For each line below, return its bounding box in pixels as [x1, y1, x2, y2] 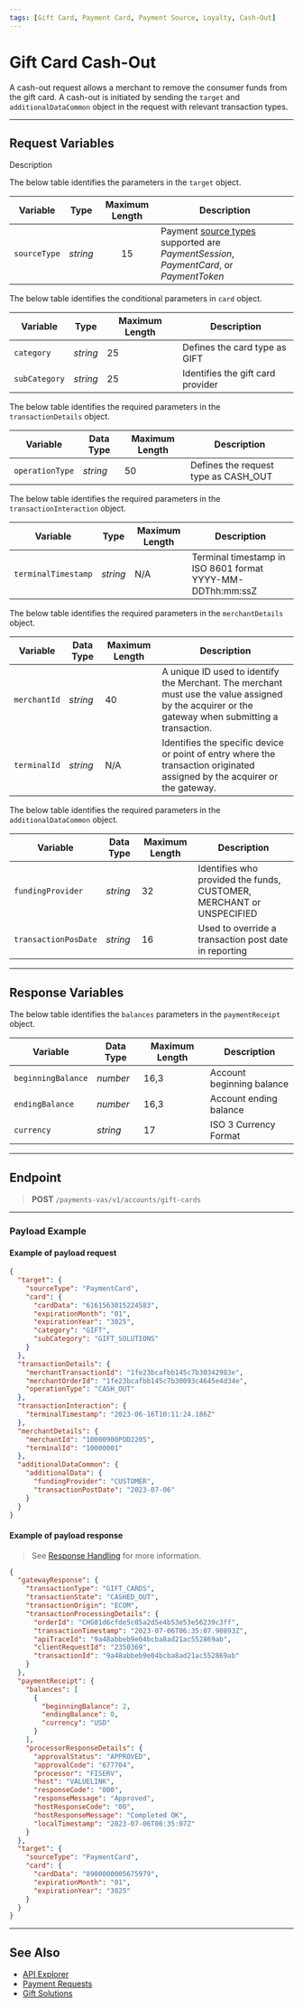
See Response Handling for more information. [31, 1549, 202, 1561]
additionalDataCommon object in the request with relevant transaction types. [9, 101, 289, 112]
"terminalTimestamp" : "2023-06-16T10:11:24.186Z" [25, 1410, 216, 1419]
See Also [9, 1945, 60, 1960]
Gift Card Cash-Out [9, 51, 156, 72]
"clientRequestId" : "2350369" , [32, 1643, 151, 1652]
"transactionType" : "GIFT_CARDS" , [25, 1585, 155, 1594]
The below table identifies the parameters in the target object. [9, 177, 242, 188]
